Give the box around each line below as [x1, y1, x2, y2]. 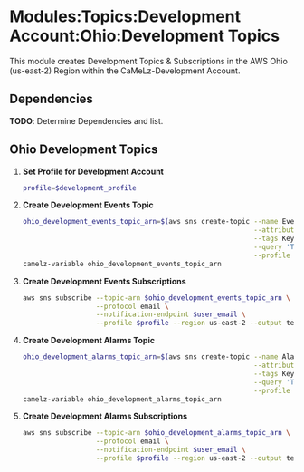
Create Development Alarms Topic [22, 335, 156, 346]
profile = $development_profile [22, 183, 138, 192]
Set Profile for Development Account [22, 166, 165, 177]
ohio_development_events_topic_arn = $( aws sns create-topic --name [22, 217, 279, 226]
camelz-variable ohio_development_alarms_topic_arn [22, 394, 222, 404]
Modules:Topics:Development [9, 6, 242, 27]
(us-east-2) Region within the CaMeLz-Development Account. [9, 65, 241, 76]
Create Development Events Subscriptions [22, 275, 187, 286]
